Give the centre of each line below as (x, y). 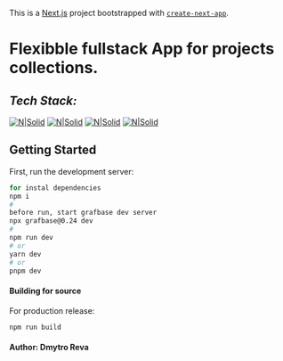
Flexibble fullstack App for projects (142, 49)
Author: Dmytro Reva (49, 348)
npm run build (36, 327)
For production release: (52, 310)
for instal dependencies (55, 188)
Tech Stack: (43, 100)
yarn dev (25, 254)
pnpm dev (25, 271)
